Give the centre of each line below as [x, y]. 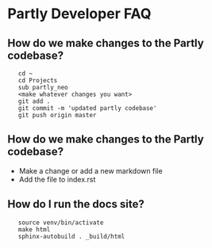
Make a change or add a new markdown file [91, 170]
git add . [34, 101]
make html [34, 229]
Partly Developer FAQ [79, 14]
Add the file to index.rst [57, 179]
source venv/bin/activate [61, 223]
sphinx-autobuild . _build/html [71, 236]
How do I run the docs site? [76, 204]
